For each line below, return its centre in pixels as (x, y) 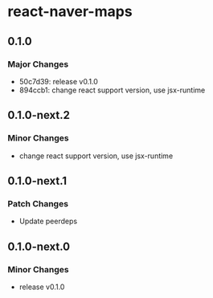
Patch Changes (38, 203)
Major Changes (38, 64)
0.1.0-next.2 (39, 115)
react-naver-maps (70, 12)
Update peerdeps (48, 221)
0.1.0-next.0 (39, 246)
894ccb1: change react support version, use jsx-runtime (112, 90)
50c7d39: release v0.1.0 (58, 81)
